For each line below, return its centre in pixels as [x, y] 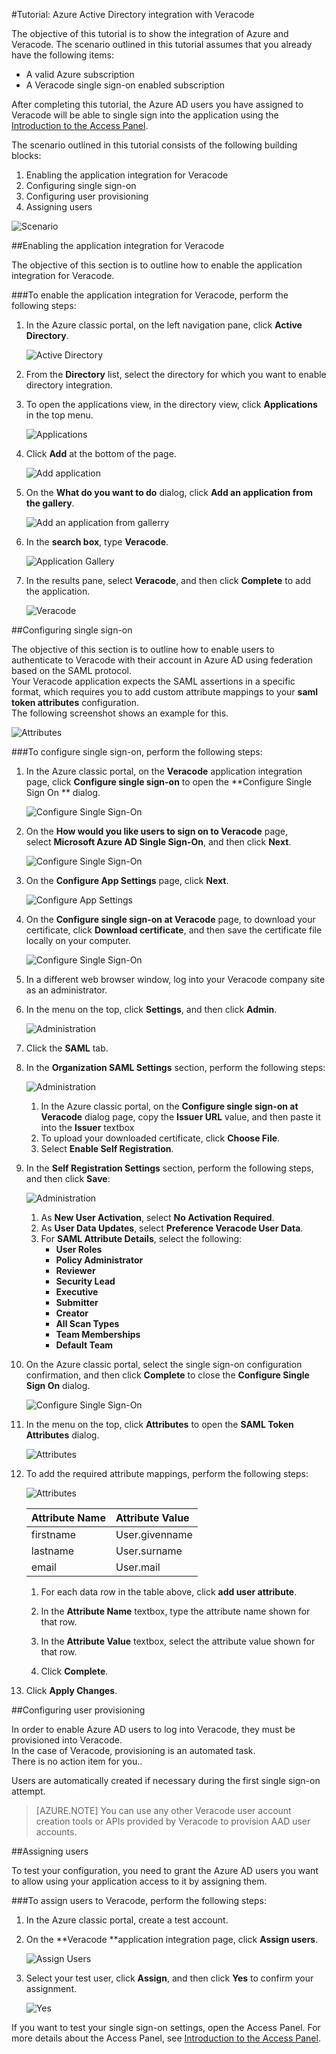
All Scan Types [87, 1323]
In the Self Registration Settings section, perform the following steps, [169, 1168]
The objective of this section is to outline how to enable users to [143, 649]
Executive [77, 1292]
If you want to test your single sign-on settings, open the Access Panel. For [166, 2027]
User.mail [138, 1567]
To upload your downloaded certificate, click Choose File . [160, 1138]
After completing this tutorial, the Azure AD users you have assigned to [157, 104]
